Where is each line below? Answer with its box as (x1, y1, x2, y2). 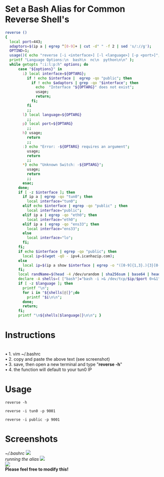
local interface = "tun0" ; (26, 199, 78, 204)
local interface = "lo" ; (26, 236, 73, 240)
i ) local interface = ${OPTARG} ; (22, 71, 86, 76)
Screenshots (5, 433, 58, 445)
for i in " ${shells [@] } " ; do (22, 290, 80, 295)
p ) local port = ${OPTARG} (22, 121, 73, 126)
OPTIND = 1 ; (9, 48, 29, 53)
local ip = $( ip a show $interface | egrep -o (22, 263, 115, 268)
